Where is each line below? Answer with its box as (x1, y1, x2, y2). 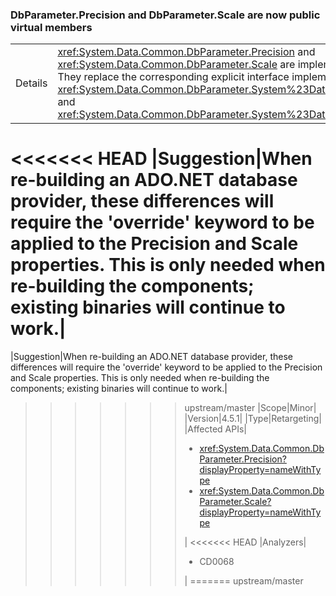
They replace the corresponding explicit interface (57, 70, 290, 84)
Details (15, 76, 48, 90)
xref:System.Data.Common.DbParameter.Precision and (57, 45, 316, 59)
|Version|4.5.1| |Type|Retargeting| (184, 413, 322, 425)
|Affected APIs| (184, 423, 247, 435)
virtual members (10, 20, 93, 34)
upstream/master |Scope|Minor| (184, 402, 317, 414)
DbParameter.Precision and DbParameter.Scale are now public (10, 8, 321, 22)
